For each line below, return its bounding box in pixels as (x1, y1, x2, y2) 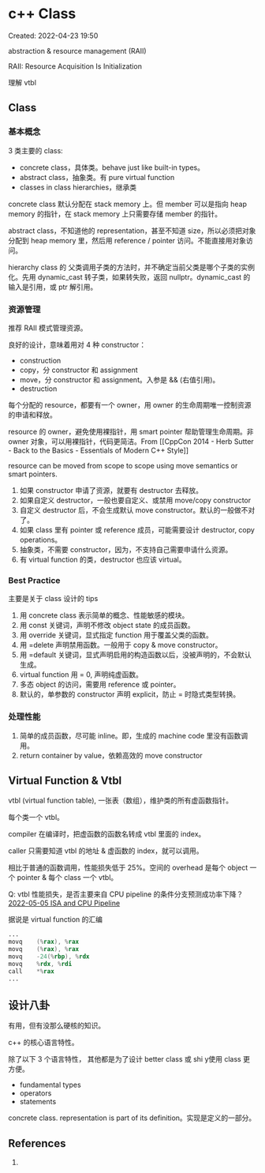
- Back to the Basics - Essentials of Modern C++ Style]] (8, 446, 189, 455)
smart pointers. (8, 469, 58, 479)
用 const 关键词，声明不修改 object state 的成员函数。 (19, 621, 195, 630)
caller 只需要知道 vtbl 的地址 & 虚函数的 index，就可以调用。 (8, 846, 203, 855)
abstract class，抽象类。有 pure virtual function (19, 172, 175, 182)
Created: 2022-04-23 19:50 (8, 31, 99, 40)
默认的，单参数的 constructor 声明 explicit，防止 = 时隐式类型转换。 (19, 690, 241, 699)
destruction (19, 384, 58, 393)
